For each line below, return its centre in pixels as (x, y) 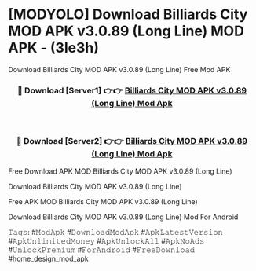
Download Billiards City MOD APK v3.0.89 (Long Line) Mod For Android (123, 217)
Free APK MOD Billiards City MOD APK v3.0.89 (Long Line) (103, 201)
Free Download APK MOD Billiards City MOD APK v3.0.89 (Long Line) (121, 171)
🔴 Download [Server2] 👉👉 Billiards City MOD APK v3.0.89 (132, 141)
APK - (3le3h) (54, 48)
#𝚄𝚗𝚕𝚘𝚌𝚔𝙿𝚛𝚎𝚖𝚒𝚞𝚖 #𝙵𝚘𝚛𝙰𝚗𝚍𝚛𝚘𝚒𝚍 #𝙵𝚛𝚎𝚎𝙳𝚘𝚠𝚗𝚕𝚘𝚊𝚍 (101, 250)
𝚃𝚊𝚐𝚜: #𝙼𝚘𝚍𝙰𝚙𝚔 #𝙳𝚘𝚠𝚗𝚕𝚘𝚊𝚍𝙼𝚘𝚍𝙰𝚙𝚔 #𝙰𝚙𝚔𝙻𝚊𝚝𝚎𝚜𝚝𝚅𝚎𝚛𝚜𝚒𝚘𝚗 (116, 232)
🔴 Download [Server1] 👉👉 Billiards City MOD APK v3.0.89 (132, 90)
